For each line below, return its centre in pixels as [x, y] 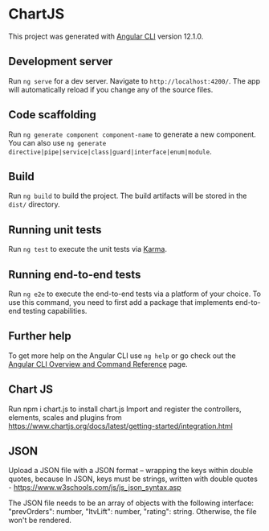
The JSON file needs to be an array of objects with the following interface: [131, 503]
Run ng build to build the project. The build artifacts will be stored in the [128, 196]
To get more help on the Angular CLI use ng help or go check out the [122, 356]
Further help [40, 336]
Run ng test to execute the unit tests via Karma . [88, 249]
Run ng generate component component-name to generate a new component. [132, 134]
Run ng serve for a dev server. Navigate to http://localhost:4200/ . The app [134, 80]
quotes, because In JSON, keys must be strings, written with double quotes [133, 479]
